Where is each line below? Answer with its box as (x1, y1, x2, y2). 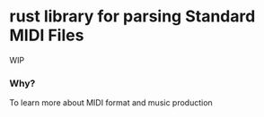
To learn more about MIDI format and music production (9, 97, 213, 108)
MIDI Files (9, 25, 84, 46)
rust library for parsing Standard (9, 6, 256, 27)
